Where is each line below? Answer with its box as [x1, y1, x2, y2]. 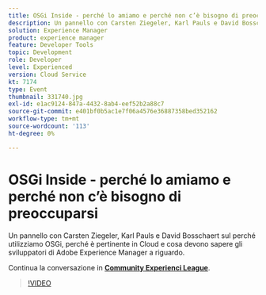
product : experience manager [8, 33, 104, 42]
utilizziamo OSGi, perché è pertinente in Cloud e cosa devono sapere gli [8, 239, 243, 248]
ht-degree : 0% [8, 129, 55, 137]
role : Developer [8, 56, 62, 64]
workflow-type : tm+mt [8, 115, 80, 123]
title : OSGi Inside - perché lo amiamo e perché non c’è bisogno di [8, 11, 239, 20]
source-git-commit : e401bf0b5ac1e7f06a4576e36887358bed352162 [8, 108, 218, 116]
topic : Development [8, 48, 73, 56]
